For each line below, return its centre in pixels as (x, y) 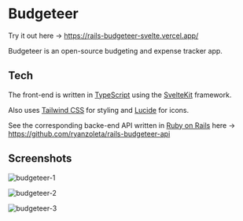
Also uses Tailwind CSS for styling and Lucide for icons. (99, 110)
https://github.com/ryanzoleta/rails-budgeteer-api (89, 133)
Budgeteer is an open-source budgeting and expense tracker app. (115, 51)
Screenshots (40, 159)
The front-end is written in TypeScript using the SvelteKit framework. (120, 95)
